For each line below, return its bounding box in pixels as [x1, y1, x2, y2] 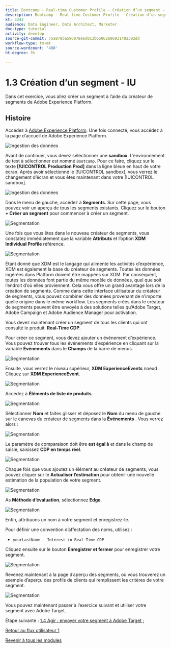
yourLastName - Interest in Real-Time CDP [12, 537, 104, 543]
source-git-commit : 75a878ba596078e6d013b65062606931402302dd [5, 36, 140, 41]
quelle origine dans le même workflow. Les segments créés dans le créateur [5, 299, 165, 305]
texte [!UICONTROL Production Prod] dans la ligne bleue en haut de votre [5, 163, 161, 170]
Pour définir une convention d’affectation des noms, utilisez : [5, 526, 133, 533]
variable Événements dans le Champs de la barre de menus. [5, 346, 133, 352]
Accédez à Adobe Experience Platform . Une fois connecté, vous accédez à [5, 127, 163, 133]
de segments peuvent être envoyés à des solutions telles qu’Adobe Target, [5, 304, 162, 310]
